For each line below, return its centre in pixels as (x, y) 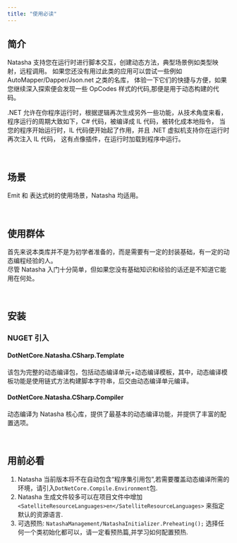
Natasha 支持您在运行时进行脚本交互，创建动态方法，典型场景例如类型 (110, 62)
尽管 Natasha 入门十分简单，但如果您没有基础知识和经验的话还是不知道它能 (117, 269)
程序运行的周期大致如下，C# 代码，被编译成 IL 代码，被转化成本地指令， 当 (116, 121)
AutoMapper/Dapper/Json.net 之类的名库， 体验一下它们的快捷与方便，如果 (117, 80)
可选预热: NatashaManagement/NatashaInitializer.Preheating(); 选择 (118, 523)
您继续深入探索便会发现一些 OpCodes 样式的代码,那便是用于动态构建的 (110, 89)
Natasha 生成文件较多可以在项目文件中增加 (80, 496)
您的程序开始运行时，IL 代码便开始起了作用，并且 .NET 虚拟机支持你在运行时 (119, 130)
